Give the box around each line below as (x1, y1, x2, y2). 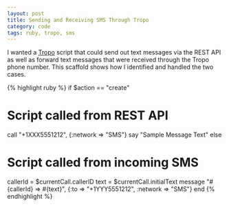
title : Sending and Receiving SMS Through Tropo (7, 17, 149, 23)
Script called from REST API (7, 108, 168, 124)
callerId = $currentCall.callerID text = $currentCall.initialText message (7, 177, 205, 186)
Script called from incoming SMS (7, 155, 199, 170)
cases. (7, 70, 26, 79)
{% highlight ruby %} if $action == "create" (7, 83, 130, 92)
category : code (7, 23, 51, 30)
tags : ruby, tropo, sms (7, 29, 76, 37)
